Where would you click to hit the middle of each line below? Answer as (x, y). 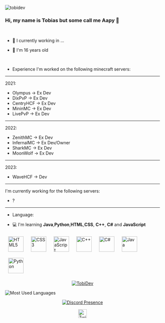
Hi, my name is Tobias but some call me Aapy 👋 (62, 20)
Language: (23, 215)
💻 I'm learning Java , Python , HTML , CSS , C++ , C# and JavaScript (79, 225)
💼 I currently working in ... (38, 41)
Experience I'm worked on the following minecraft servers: (71, 69)
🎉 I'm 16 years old (30, 50)
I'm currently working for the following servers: (53, 191)
